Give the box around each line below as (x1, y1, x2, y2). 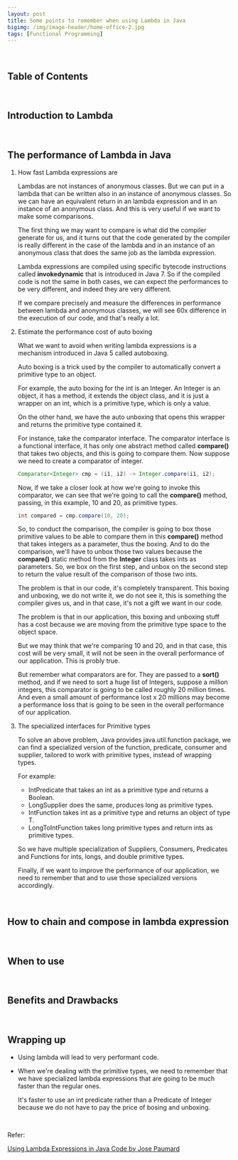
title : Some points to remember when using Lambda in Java (7, 17, 186, 24)
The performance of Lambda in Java (7, 149, 172, 161)
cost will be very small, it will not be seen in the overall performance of (17, 649, 225, 658)
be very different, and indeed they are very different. (17, 285, 172, 293)
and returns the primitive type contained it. (17, 420, 144, 428)
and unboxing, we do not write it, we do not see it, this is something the (17, 591, 227, 600)
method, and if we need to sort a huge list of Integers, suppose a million (17, 678, 229, 686)
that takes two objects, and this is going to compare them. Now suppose (17, 449, 230, 457)
